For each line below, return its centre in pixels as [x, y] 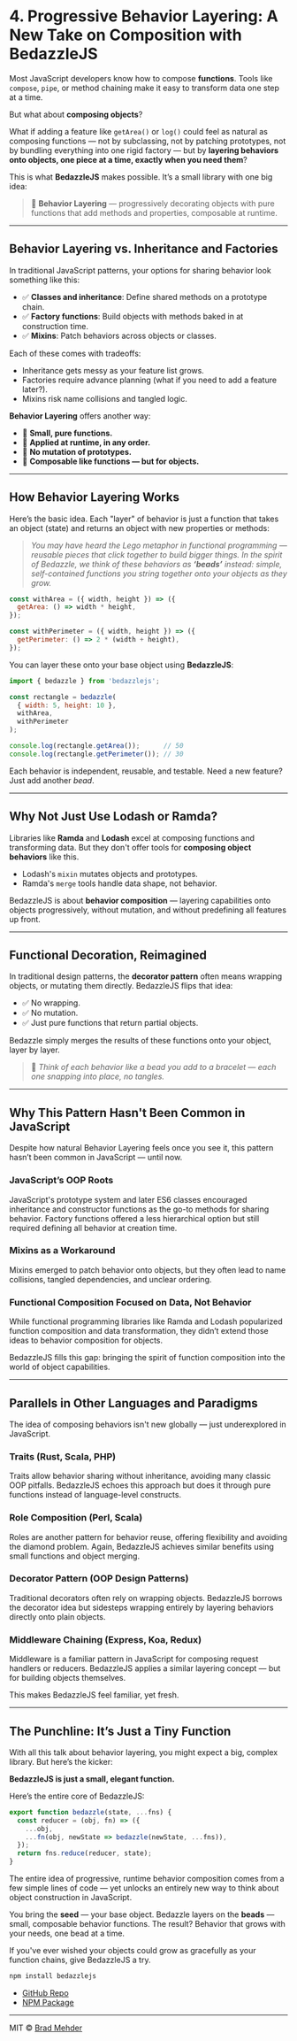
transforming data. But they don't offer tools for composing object [130, 847]
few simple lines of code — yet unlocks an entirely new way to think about [144, 1888]
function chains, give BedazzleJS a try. [80, 1960]
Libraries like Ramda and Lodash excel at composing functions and [132, 837]
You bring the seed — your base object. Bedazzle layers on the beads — [142, 1914]
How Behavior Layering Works [94, 497]
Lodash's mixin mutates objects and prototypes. [110, 874]
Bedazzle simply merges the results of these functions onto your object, [141, 1041]
